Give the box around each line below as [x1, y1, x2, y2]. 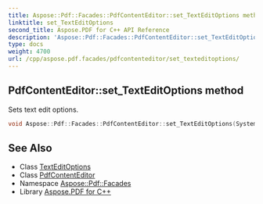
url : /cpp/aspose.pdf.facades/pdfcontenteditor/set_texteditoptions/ [8, 55, 240, 63]
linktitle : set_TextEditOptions [8, 19, 113, 27]
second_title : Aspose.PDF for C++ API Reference [8, 26, 170, 34]
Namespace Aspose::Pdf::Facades [19, 179, 131, 188]
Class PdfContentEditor [19, 170, 95, 180]
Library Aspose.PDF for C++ [19, 187, 112, 196]
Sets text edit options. [8, 105, 79, 114]
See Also [8, 141, 52, 155]
